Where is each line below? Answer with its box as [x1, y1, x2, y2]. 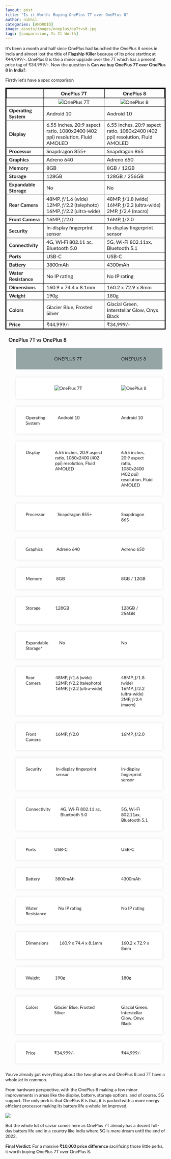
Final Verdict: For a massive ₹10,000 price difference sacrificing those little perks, [5, 1143, 164, 1149]
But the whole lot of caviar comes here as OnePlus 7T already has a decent [5, 1122, 150, 1128]
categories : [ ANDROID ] [5, 21, 53, 27]
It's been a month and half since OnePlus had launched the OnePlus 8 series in [5, 45, 158, 51]
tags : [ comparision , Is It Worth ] [5, 31, 79, 36]
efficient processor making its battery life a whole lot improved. [5, 1103, 128, 1109]
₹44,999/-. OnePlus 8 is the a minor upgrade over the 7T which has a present [5, 56, 156, 62]
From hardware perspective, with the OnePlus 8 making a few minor [5, 1086, 138, 1093]
